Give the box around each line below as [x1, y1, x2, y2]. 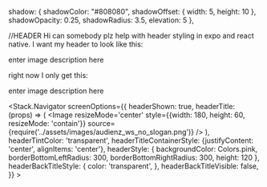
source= [87, 119, 115, 128]
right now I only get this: [8, 71, 88, 79]
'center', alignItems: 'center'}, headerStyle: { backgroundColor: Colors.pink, [8, 144, 258, 153]
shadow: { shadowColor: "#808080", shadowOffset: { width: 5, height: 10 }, [8, 7, 257, 16]
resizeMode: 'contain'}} [8, 119, 87, 128]
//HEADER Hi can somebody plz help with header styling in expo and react [8, 31, 254, 40]
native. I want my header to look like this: [8, 39, 144, 49]
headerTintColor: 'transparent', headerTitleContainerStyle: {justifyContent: [8, 136, 254, 145]
